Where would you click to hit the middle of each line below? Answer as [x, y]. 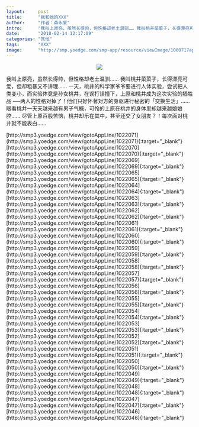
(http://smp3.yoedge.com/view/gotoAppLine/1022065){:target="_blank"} [95, 179]
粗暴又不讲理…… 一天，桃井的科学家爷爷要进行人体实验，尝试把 [105, 86]
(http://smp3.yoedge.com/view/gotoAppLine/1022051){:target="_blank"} [94, 355]
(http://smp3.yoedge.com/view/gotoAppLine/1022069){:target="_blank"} [95, 166]
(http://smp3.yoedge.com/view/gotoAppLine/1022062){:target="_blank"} [95, 216]
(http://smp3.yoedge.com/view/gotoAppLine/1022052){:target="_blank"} [95, 342]
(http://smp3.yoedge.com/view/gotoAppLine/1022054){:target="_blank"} [95, 317]
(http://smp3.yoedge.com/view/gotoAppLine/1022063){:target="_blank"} [95, 204]
